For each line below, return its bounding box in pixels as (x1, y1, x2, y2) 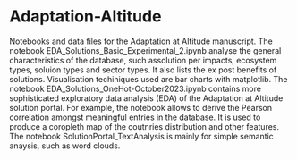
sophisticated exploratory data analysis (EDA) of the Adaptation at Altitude (9, 92, 284, 104)
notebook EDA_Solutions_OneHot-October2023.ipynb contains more (9, 83, 262, 94)
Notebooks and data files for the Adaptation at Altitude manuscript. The (9, 36, 273, 46)
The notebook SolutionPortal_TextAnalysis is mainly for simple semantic (9, 131, 275, 141)
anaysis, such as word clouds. (9, 140, 121, 151)
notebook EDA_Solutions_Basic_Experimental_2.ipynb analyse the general (9, 45, 282, 55)
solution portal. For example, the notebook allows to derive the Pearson (9, 102, 273, 113)
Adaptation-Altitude (9, 6, 162, 27)
